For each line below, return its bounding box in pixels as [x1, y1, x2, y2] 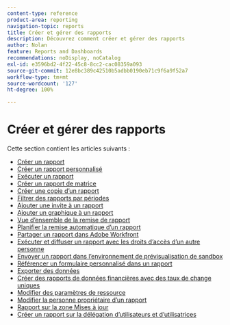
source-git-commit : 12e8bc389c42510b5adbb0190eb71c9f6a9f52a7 [7, 67, 188, 74]
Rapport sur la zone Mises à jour [16, 303, 109, 311]
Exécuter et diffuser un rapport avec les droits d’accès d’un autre [16, 237, 201, 246]
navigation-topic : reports [7, 23, 84, 29]
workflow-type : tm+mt [7, 73, 69, 81]
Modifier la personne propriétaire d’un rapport [16, 296, 147, 304]
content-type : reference [7, 10, 78, 17]
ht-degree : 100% [7, 86, 53, 93]
